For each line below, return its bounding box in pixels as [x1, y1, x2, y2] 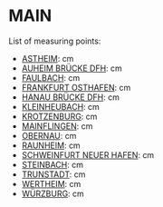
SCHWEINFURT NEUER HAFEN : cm [21, 149, 155, 160]
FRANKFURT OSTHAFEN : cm [21, 82, 131, 93]
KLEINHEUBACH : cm [21, 101, 101, 112]
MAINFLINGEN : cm [21, 120, 93, 132]
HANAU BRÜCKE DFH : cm [21, 92, 120, 103]
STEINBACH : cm [21, 159, 83, 170]
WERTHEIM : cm [21, 178, 81, 189]
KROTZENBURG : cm [21, 111, 98, 122]
